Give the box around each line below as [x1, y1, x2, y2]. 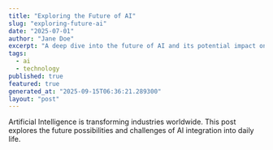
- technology [15, 65, 60, 73]
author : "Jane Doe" [8, 34, 75, 43]
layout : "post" [8, 95, 60, 103]
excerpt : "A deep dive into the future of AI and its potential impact [8, 42, 256, 50]
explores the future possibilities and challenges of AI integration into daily [8, 126, 254, 135]
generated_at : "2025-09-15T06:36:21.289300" [8, 87, 162, 96]
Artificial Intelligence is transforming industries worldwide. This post [8, 117, 236, 126]
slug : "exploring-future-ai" [8, 19, 107, 28]
